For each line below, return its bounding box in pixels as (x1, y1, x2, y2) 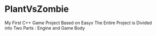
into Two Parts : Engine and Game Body (4, 25, 85, 31)
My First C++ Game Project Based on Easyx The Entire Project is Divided (4, 20, 152, 26)
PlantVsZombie (4, 3, 69, 15)
